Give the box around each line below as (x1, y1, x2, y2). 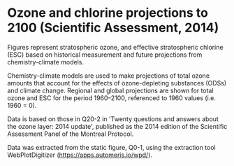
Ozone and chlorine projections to (7, 5, 208, 21)
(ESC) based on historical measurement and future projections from (7, 50, 203, 59)
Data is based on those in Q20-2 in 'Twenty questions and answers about (7, 114, 219, 123)
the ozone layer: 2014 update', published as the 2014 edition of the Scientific (7, 122, 228, 130)
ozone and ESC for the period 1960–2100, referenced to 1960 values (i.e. (7, 93, 217, 102)
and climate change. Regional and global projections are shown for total (7, 86, 214, 95)
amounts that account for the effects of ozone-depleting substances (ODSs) (7, 78, 227, 87)
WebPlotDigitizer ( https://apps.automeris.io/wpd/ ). (7, 151, 152, 159)
